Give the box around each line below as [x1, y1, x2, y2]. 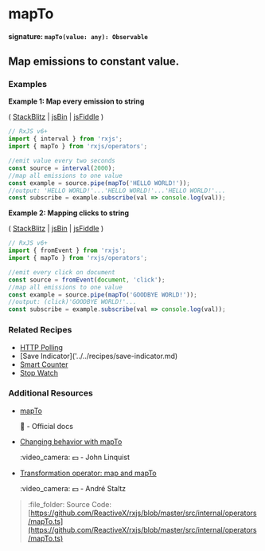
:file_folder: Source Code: [27, 499, 112, 509]
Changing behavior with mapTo [19, 436, 123, 447]
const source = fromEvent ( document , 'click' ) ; [8, 276, 166, 284]
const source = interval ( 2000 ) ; [8, 164, 115, 172]
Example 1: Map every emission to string [8, 96, 145, 106]
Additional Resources [8, 388, 93, 399]
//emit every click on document [8, 268, 115, 276]
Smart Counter [19, 360, 68, 369]
